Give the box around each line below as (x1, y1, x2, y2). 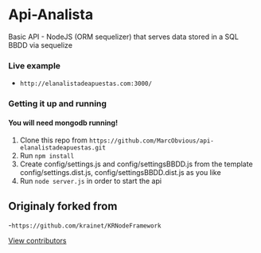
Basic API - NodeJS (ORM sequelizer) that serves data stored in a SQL (8, 32, 239, 41)
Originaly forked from (8, 199, 118, 212)
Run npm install (19, 151, 75, 161)
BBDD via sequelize (8, 40, 73, 49)
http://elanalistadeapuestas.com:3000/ (19, 80, 153, 88)
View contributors (8, 236, 67, 246)
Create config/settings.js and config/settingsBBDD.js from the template (19, 159, 253, 169)
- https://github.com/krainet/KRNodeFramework (8, 220, 162, 230)
